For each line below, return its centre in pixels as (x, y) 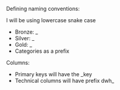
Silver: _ (24, 38)
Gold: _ (23, 45)
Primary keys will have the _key (53, 74)
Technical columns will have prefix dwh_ (64, 81)
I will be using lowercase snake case (51, 20)
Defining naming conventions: (43, 9)
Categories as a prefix (42, 51)
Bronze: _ (26, 32)
